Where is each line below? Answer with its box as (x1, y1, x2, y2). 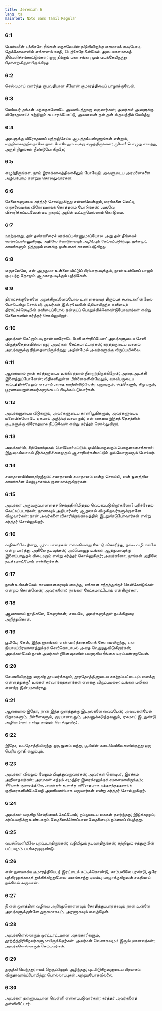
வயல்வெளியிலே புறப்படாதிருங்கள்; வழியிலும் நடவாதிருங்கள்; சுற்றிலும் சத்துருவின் (5, 840, 155, 846)
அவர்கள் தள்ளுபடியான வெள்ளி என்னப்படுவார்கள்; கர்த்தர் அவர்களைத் (5, 995, 138, 1001)
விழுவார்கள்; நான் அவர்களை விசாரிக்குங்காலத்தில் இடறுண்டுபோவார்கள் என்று (5, 513, 151, 519)
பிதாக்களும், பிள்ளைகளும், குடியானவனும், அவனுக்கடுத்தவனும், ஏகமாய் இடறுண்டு (5, 713, 156, 719)
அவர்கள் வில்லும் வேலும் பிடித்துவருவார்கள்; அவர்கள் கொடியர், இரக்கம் (5, 771, 139, 777)
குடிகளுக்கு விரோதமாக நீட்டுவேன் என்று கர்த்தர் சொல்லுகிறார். (5, 420, 119, 427)
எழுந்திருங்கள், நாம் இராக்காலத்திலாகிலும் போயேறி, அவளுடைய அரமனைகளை (5, 169, 151, 175)
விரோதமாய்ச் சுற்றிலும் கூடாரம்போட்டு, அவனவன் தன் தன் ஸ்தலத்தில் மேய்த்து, (5, 112, 151, 118)
